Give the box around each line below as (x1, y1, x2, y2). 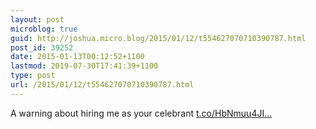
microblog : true (10, 24, 78, 34)
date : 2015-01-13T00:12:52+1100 (10, 52, 145, 62)
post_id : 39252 (10, 42, 74, 53)
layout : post (10, 14, 65, 25)
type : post (10, 71, 56, 81)
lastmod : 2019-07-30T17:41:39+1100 (10, 61, 159, 71)
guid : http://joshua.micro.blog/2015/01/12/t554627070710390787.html (10, 33, 307, 43)
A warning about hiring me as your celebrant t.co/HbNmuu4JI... (10, 107, 273, 119)
